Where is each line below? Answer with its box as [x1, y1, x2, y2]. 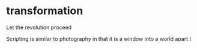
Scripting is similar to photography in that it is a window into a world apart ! [6, 35, 191, 42]
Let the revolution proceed [6, 24, 72, 31]
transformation [6, 4, 83, 18]
